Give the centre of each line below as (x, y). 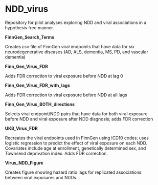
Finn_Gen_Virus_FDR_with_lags (37, 85)
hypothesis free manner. (30, 27)
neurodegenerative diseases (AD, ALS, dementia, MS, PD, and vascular (77, 52)
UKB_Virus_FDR (22, 128)
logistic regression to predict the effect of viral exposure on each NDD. (76, 143)
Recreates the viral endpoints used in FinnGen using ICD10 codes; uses (77, 138)
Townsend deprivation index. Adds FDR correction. (56, 153)
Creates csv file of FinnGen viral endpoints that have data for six (70, 46)
